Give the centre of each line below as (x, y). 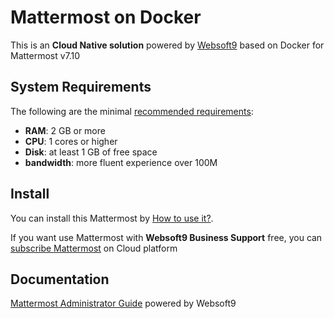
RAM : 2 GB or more (65, 130)
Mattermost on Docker (106, 17)
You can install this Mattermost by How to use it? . (112, 218)
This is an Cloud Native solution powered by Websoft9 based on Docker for (167, 45)
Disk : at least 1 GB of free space (91, 152)
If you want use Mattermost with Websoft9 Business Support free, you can (166, 237)
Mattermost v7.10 (45, 55)
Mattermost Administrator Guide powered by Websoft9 (123, 303)
